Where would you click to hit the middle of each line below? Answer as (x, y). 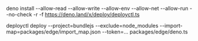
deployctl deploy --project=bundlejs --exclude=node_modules (82, 26)
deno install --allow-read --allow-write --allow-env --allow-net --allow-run (97, 8)
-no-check (19, 14)
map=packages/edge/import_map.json (53, 32)
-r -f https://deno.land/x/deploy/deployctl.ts (87, 14)
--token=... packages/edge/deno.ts (145, 32)
